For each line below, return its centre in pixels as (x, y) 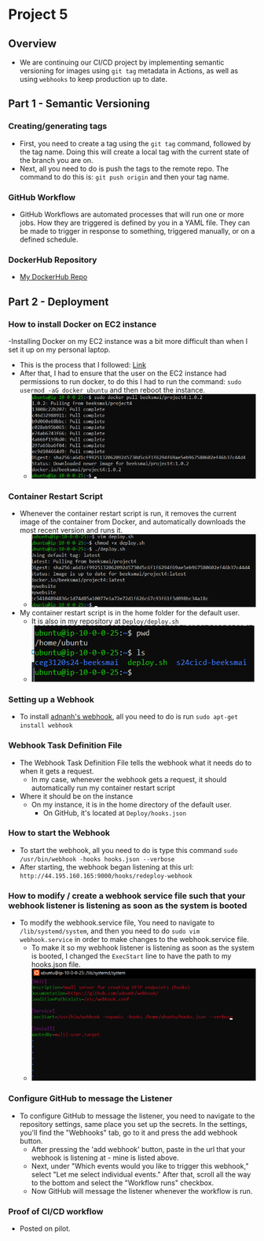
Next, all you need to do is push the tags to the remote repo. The (124, 168)
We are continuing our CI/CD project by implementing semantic (122, 62)
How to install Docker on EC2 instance (82, 324)
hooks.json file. (56, 965)
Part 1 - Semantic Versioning (79, 104)
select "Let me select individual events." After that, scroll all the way (141, 1174)
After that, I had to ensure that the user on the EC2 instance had (123, 373)
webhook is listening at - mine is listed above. (105, 1158)
